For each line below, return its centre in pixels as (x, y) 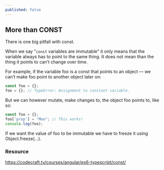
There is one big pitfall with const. (40, 42)
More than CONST (34, 30)
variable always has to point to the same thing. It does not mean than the (80, 57)
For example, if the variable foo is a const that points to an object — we (78, 72)
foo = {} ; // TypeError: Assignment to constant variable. (68, 91)
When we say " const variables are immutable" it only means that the (75, 51)
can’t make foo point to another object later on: (53, 77)
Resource (17, 151)
